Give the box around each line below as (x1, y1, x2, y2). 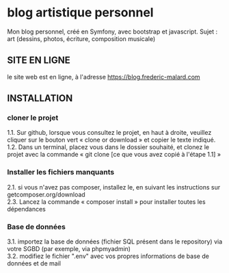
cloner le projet (7, 113, 59, 122)
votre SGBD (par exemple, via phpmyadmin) (7, 245, 131, 253)
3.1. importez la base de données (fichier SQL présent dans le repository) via (7, 237, 223, 246)
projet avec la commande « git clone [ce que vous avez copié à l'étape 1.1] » (7, 151, 221, 159)
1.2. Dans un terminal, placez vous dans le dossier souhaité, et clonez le (7, 143, 210, 151)
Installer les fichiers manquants (7, 168, 115, 177)
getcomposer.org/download (7, 190, 85, 198)
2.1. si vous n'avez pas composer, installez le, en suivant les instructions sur (7, 183, 221, 191)
